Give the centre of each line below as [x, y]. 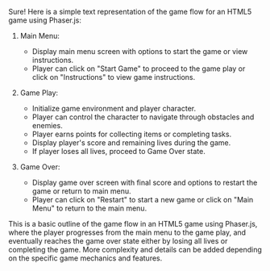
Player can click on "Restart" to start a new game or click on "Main [143, 200]
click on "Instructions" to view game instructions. [114, 77]
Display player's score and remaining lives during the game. [131, 143]
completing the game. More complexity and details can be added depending [135, 250]
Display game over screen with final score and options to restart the [145, 182]
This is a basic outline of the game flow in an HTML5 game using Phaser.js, [133, 224]
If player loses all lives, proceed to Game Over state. [118, 151]
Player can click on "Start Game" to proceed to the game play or [139, 69]
